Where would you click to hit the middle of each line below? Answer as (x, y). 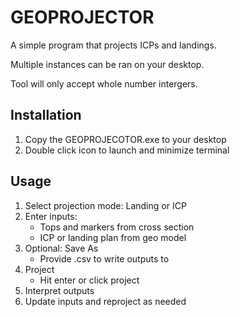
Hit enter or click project (89, 280)
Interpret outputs (59, 290)
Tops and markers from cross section (117, 227)
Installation (46, 115)
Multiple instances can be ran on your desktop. (107, 64)
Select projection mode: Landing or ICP (105, 205)
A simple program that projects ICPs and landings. (113, 45)
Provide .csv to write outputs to (104, 258)
